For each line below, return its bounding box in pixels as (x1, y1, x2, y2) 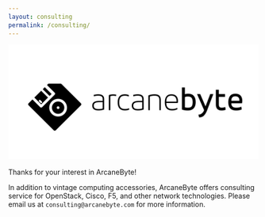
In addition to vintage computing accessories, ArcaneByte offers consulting (8, 182, 255, 192)
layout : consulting (8, 13, 73, 21)
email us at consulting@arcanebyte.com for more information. (8, 199, 206, 209)
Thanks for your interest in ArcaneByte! (8, 167, 137, 177)
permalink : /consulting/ (8, 21, 90, 29)
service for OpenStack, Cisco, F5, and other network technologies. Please (8, 191, 251, 200)
